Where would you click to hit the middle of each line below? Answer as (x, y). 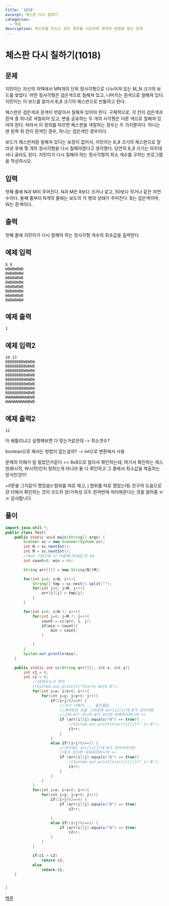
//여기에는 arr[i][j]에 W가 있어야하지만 (97, 748)
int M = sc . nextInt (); (47, 551)
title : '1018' (20, 10)
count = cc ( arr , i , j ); (67, 621)
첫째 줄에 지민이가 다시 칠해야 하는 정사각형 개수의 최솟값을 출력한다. (73, 235)
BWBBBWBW (14, 282)
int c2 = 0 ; (36, 677)
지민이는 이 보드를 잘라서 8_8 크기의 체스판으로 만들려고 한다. (66, 101)
